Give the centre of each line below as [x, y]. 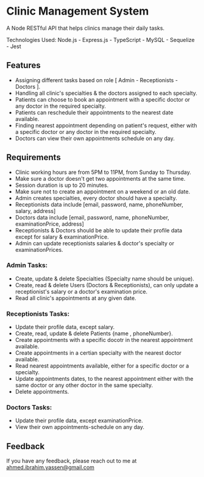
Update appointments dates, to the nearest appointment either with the [104, 379]
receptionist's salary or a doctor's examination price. [81, 291]
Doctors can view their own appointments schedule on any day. [95, 138]
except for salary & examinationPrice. [62, 237]
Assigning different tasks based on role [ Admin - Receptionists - [97, 80]
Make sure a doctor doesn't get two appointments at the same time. [100, 178]
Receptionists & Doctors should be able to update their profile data [99, 230]
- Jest [14, 46]
